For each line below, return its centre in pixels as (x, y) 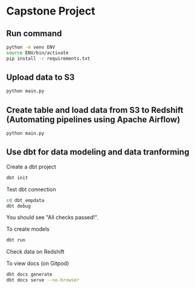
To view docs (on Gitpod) (38, 263)
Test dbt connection (31, 189)
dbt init (17, 178)
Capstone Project (51, 11)
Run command (34, 34)
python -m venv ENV (31, 47)
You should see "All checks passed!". (52, 217)
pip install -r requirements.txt (48, 59)
